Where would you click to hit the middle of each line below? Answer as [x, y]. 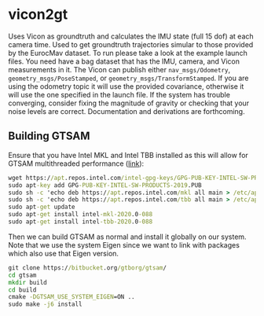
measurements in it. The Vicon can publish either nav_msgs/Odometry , [119, 69]
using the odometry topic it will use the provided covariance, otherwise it [126, 86]
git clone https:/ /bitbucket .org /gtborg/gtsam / [88, 268]
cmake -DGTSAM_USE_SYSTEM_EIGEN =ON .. [71, 297]
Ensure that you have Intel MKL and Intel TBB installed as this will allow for [128, 155]
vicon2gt [38, 15]
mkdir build [27, 282]
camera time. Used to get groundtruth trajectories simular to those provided [131, 44]
